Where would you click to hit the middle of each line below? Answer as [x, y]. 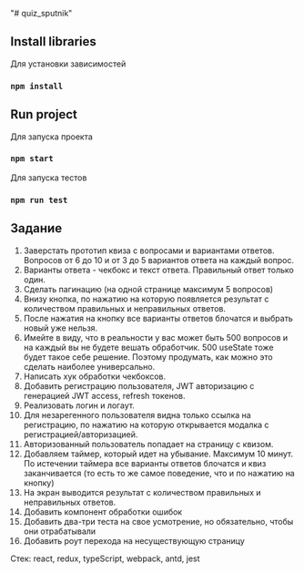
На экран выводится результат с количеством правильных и [142, 492]
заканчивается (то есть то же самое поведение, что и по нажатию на [159, 473]
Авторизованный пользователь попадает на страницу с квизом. [148, 444]
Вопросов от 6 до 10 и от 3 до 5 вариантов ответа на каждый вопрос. [159, 260]
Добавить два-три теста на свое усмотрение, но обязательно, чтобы [158, 521]
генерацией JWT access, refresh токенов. [104, 395]
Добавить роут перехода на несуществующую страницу [134, 540]
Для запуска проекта [52, 137]
